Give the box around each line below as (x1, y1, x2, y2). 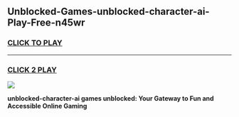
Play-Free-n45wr (7, 17, 85, 29)
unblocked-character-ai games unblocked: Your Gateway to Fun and (7, 94, 215, 102)
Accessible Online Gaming (7, 101, 87, 110)
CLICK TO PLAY (7, 38, 63, 48)
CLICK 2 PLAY (7, 65, 57, 74)
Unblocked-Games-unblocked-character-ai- (7, 6, 210, 18)
